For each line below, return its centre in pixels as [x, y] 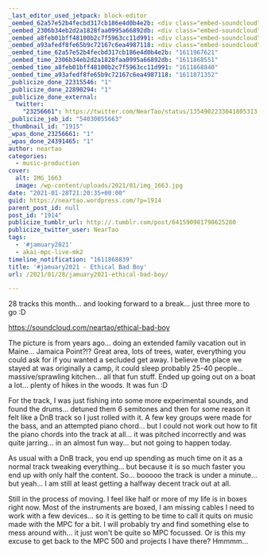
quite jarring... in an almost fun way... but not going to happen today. [120, 443]
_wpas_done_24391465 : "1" [51, 141]
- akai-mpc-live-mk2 [49, 252]
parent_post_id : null [44, 207]
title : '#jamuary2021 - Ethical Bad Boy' [78, 267]
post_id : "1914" [35, 215]
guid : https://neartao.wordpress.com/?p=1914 [85, 200]
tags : [17, 238]
